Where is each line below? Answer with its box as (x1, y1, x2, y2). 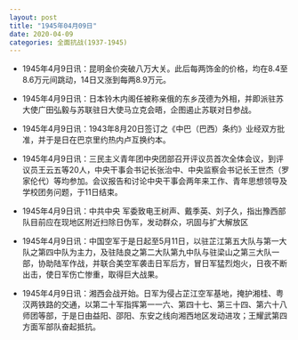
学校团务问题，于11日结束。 (21, 187, 123, 198)
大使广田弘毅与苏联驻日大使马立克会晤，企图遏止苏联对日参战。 (21, 104, 256, 116)
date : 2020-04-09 (9, 29, 74, 38)
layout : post (9, 12, 58, 22)
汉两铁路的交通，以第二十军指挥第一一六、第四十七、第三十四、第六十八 (21, 299, 287, 310)
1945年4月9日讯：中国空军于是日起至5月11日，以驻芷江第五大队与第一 (21, 236, 279, 247)
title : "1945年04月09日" (9, 21, 98, 30)
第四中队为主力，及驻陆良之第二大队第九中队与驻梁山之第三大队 (37, 247, 272, 258)
